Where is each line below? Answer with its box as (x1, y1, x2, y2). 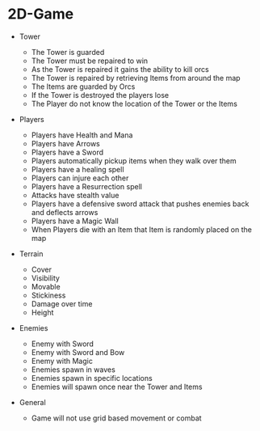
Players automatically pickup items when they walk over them (31, 155, 237, 166)
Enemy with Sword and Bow (31, 347, 125, 357)
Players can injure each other (31, 173, 129, 183)
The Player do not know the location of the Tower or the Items (31, 99, 237, 108)
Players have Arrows (31, 138, 100, 148)
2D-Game (7, 5, 74, 23)
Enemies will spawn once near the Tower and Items (31, 382, 203, 391)
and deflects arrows (31, 207, 99, 217)
